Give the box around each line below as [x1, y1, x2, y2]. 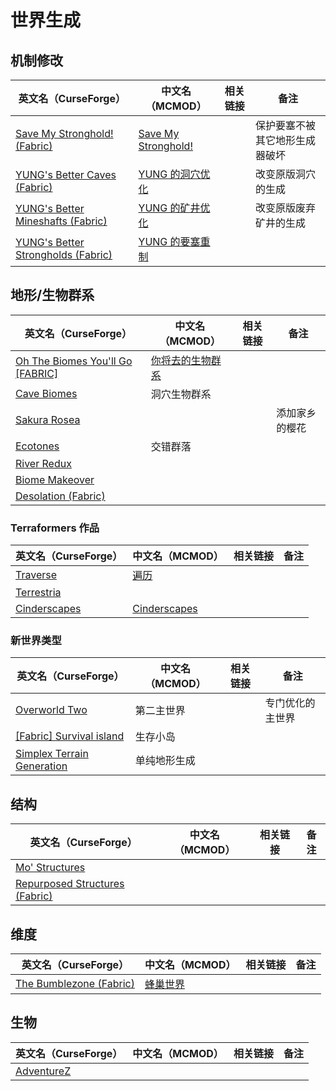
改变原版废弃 [255, 201, 317, 215]
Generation [15, 759, 68, 773]
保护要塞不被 [255, 119, 317, 132]
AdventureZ [15, 1064, 72, 1078]
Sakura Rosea [15, 412, 81, 426]
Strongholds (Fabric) [15, 248, 113, 261]
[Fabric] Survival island [15, 729, 125, 743]
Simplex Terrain [15, 747, 89, 761]
